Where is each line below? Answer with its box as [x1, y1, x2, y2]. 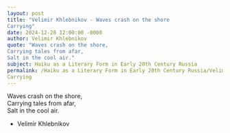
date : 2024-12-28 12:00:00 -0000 [7, 29, 103, 36]
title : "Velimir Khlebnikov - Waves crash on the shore [7, 16, 170, 23]
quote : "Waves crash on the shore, [7, 42, 109, 48]
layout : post [7, 10, 44, 17]
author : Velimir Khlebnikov [7, 35, 88, 42]
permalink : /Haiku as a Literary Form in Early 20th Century [7, 67, 186, 74]
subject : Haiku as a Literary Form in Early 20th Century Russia [7, 61, 197, 68]
